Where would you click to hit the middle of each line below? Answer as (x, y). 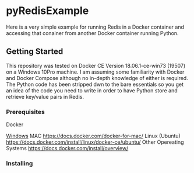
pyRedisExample (47, 11)
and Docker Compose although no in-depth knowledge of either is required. (97, 78)
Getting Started (35, 52)
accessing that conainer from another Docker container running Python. (92, 33)
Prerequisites (25, 112)
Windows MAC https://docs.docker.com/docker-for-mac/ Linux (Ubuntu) (93, 136)
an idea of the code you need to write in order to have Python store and (92, 90)
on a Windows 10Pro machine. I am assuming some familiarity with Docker (95, 72)
